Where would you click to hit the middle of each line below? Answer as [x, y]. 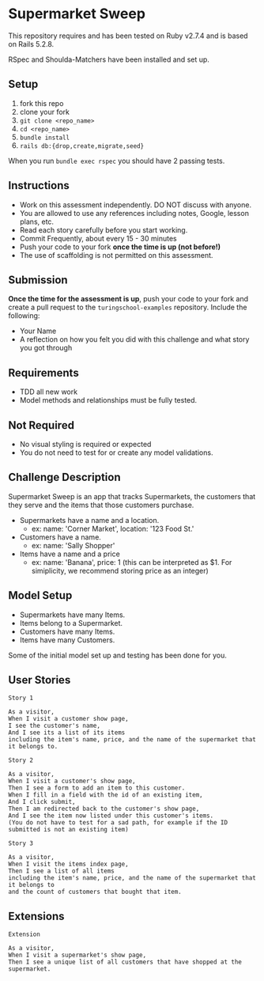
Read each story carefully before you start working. [104, 229]
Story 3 [21, 843]
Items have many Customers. [67, 640]
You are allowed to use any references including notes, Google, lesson [134, 213]
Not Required [41, 425]
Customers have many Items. [67, 631]
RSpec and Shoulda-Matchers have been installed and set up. [109, 59]
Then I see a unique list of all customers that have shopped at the [125, 962]
